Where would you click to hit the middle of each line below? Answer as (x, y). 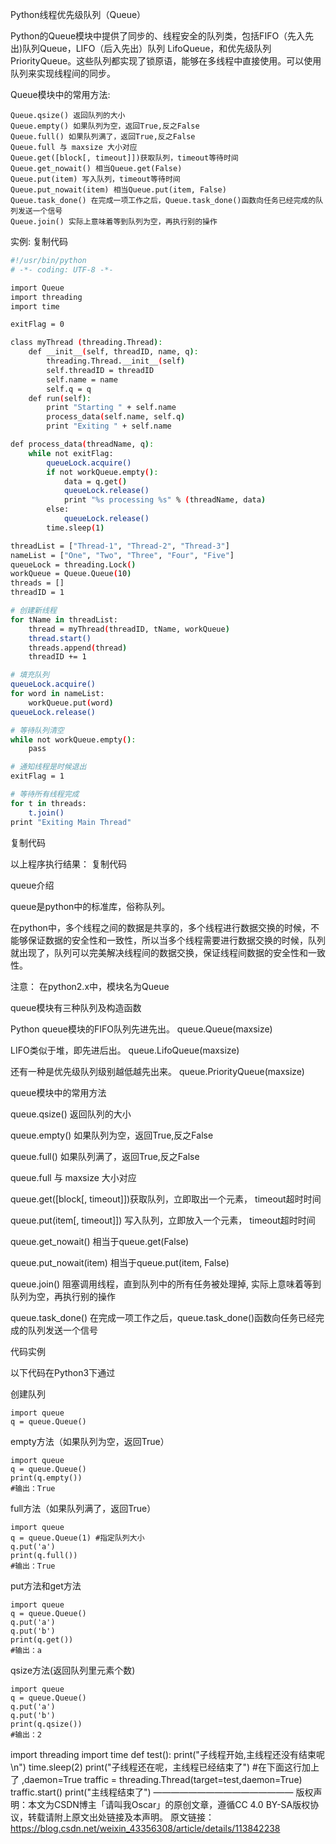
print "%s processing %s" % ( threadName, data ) (165, 500)
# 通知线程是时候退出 (48, 767)
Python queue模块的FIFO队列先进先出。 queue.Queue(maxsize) (141, 1029)
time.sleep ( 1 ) (75, 528)
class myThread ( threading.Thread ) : (86, 343)
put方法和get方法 (46, 1585)
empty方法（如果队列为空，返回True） (90, 1441)
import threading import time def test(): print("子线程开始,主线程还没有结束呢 (167, 1754)
